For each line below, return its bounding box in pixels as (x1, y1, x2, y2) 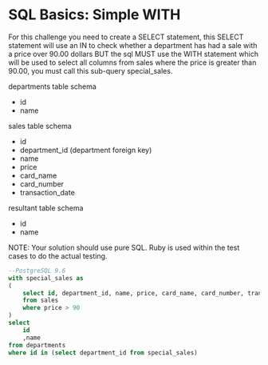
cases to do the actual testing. (8, 251, 108, 261)
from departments (8, 341, 66, 349)
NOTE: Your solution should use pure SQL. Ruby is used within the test (8, 243, 240, 252)
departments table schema (8, 82, 97, 91)
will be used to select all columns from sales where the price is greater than (8, 58, 257, 67)
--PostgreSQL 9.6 (8, 267, 66, 275)
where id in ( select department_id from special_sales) (8, 348, 198, 357)
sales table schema (8, 121, 72, 130)
